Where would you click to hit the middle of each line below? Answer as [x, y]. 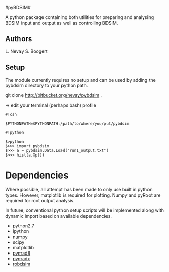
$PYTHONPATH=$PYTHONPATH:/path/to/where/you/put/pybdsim [67, 123]
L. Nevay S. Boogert [26, 51]
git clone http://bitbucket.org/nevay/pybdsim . [54, 95]
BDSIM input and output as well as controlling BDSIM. [62, 23]
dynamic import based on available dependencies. [58, 216]
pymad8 [22, 253]
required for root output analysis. [40, 200]
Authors [19, 39]
